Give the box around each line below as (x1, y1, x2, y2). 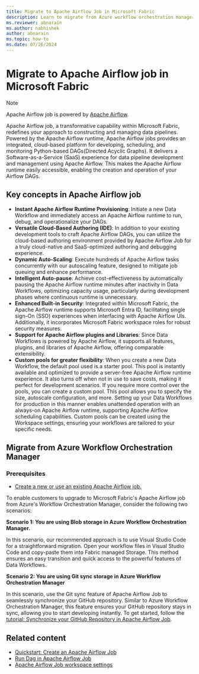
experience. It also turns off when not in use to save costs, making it (14, 375, 182, 382)
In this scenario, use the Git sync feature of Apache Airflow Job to (6, 591, 168, 598)
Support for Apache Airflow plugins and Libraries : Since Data (14, 331, 168, 338)
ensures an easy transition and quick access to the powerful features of (6, 555, 182, 562)
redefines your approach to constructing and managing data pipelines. (6, 128, 179, 136)
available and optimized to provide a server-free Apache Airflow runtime (14, 369, 191, 376)
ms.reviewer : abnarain (6, 20, 62, 25)
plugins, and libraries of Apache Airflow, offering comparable (14, 344, 164, 351)
